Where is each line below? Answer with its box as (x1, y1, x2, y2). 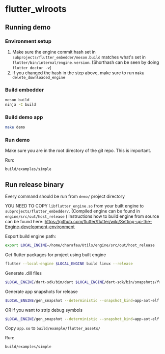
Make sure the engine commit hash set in (12, 49, 96, 55)
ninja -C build (5, 102, 36, 107)
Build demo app (5, 114, 43, 120)
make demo (5, 125, 26, 130)
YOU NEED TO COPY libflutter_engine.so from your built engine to (5, 203, 144, 209)
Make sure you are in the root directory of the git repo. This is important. (5, 147, 151, 153)
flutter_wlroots (5, 3, 67, 15)
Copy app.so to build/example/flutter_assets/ (5, 325, 101, 331)
